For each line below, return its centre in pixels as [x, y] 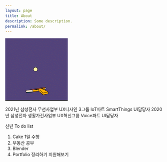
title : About [19, 16]
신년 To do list [19, 126]
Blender [20, 149]
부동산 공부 [23, 143]
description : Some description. [39, 21]
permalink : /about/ [25, 26]
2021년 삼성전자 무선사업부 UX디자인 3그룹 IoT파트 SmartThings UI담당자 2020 [84, 109]
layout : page [19, 10]
